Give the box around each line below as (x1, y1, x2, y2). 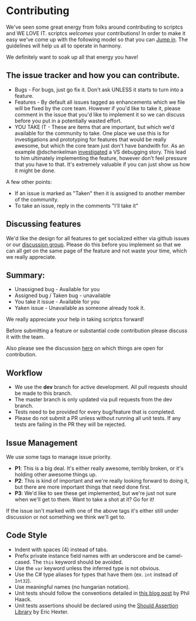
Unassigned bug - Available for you (14, 286, 100, 293)
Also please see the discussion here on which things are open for (6, 344, 164, 352)
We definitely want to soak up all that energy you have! (6, 53, 139, 60)
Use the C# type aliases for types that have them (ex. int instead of (14, 571, 178, 578)
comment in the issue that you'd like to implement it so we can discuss (14, 111, 185, 118)
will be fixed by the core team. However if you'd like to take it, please (14, 104, 181, 112)
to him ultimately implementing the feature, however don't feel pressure (14, 154, 187, 162)
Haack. (14, 596, 32, 603)
